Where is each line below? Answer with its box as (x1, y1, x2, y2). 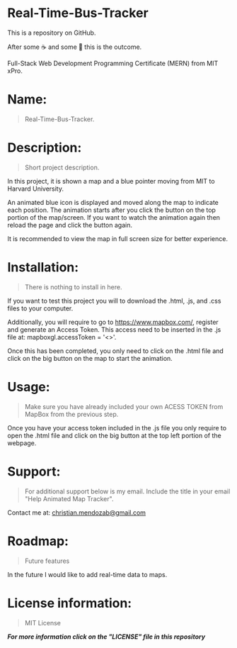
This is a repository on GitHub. (7, 28, 96, 37)
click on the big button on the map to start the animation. (7, 354, 173, 362)
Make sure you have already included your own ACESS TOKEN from (24, 402, 224, 410)
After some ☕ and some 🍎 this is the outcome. (7, 43, 142, 51)
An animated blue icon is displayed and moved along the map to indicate (7, 198, 219, 206)
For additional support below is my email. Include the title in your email (24, 487, 231, 496)
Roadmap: (7, 533, 69, 549)
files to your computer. (7, 303, 74, 313)
